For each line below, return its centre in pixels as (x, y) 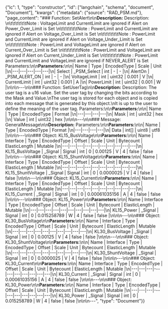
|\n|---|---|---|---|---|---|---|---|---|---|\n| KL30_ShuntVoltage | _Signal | (81, 253)
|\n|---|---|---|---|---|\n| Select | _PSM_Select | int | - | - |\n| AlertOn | (77, 71)
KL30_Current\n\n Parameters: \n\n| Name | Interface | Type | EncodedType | (84, 264)
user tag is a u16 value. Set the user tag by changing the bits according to (81, 93)
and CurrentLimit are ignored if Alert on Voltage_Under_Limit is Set (74, 39)
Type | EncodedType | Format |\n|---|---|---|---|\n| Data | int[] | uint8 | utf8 (83, 130)
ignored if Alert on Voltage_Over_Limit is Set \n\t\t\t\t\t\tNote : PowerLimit (80, 34)
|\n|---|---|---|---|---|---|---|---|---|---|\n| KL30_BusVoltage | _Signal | (78, 231)
